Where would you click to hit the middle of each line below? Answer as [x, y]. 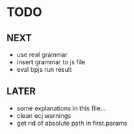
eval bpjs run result [44, 69]
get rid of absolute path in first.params [72, 123]
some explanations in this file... [61, 108]
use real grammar [42, 54]
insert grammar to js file [51, 62]
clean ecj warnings [44, 115]
